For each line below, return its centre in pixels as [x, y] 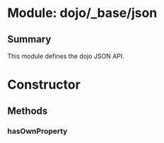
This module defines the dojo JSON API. [66, 56]
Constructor [44, 85]
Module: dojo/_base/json [82, 13]
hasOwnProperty [37, 131]
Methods [28, 111]
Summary [29, 39]
